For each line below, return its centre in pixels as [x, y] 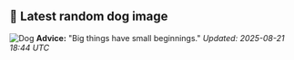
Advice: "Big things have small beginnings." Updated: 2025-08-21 [160, 38]
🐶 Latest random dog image [89, 17]
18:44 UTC [30, 47]
